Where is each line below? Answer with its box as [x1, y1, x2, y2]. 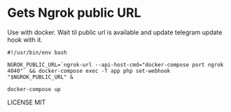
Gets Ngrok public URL [7, 5, 141, 21]
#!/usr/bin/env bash [7, 49, 68, 56]
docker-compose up [7, 85, 61, 92]
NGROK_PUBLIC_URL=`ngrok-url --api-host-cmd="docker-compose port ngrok [7, 61, 224, 68]
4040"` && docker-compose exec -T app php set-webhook [7, 67, 171, 74]
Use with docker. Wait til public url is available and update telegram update [7, 28, 223, 36]
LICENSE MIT [7, 98, 46, 106]
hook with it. [7, 35, 43, 43]
